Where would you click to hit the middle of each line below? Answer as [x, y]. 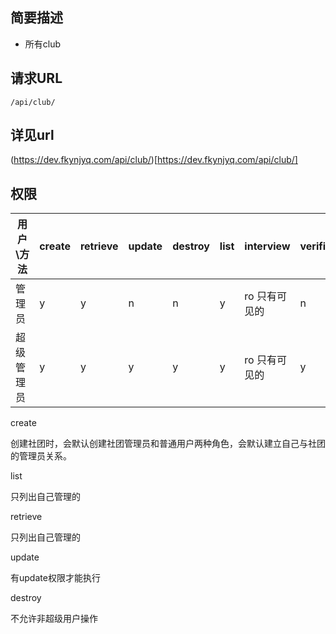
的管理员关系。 [41, 456]
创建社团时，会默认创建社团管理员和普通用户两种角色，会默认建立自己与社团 [168, 444]
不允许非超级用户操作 [54, 619]
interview [267, 246]
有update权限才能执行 [55, 578]
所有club [43, 44]
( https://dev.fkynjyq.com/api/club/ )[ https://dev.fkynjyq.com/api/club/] [154, 160]
